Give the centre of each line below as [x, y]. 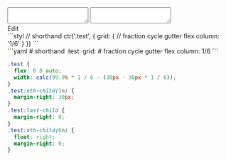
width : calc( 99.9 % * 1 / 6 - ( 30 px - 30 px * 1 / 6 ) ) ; [95, 78]
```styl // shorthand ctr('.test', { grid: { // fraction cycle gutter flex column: [114, 36]
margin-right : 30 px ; [44, 97]
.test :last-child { [36, 111]
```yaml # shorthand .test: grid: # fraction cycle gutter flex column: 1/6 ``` [113, 51]
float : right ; [34, 137]
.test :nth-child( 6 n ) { [41, 130]
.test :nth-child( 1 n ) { [41, 91]
